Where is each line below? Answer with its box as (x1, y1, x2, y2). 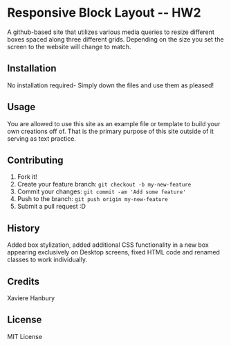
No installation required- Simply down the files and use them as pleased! (7, 81, 214, 89)
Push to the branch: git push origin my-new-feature (17, 195, 168, 203)
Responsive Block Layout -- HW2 (7, 5, 202, 21)
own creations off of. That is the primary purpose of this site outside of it (7, 127, 214, 135)
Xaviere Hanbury (7, 294, 55, 302)
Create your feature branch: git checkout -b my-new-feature (17, 180, 192, 189)
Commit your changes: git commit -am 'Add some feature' (17, 187, 187, 196)
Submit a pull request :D (17, 202, 86, 211)
